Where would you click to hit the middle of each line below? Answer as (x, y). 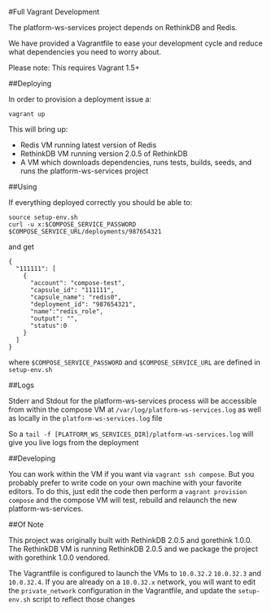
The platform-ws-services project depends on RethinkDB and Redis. (123, 27)
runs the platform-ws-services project (84, 171)
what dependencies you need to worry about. (85, 52)
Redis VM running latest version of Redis (88, 145)
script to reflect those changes (84, 599)
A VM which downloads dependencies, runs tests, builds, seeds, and (136, 162)
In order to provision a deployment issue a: (80, 99)
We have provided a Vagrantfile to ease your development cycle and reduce (135, 43)
